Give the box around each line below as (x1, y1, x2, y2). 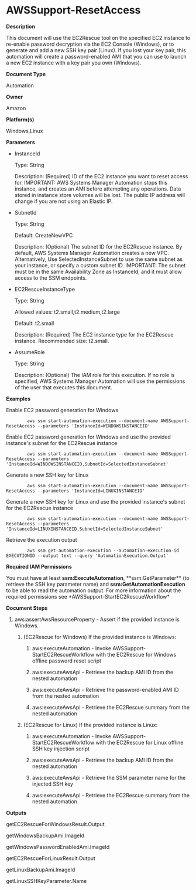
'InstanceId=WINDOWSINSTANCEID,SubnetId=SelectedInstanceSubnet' (6, 461, 169, 467)
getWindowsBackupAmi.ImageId (6, 832, 85, 839)
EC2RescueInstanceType (14, 286, 75, 293)
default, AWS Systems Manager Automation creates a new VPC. (14, 249, 170, 256)
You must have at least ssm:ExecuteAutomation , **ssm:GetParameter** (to (6, 574, 190, 581)
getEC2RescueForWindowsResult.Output (6, 820, 105, 827)
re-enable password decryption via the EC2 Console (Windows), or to (6, 40, 174, 47)
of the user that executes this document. (14, 383, 113, 390)
